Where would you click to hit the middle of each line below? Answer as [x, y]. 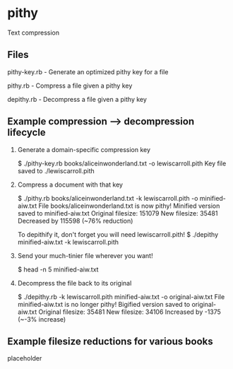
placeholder [25, 358]
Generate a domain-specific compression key [84, 149]
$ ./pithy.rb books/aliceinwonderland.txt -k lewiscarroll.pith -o [108, 198]
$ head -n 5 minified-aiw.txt [58, 269]
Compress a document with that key [70, 184]
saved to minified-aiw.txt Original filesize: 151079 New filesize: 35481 [118, 213]
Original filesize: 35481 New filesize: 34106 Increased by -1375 [130, 312]
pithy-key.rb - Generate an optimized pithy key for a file [88, 71]
